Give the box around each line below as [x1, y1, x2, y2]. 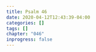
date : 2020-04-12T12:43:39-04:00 [6, 14, 91, 20]
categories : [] [6, 20, 45, 26]
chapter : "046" [6, 31, 45, 37]
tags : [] [6, 25, 28, 32]
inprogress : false [6, 36, 53, 42]
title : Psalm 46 [6, 8, 47, 15]
